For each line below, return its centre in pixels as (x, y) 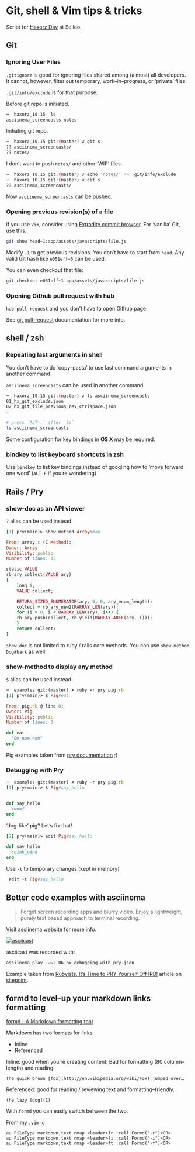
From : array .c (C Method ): (39, 542)
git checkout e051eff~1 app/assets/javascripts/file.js (75, 281)
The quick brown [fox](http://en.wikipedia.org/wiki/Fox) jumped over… (95, 1079)
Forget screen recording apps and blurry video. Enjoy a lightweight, (101, 912)
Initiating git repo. (27, 131)
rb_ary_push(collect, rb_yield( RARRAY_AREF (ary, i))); (85, 618)
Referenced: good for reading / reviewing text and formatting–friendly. (90, 1089)
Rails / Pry (25, 492)
